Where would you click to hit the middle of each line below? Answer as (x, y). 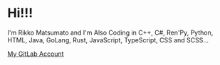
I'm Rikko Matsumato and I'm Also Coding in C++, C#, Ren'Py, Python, (110, 32)
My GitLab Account (36, 54)
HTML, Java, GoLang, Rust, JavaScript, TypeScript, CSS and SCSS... (108, 40)
